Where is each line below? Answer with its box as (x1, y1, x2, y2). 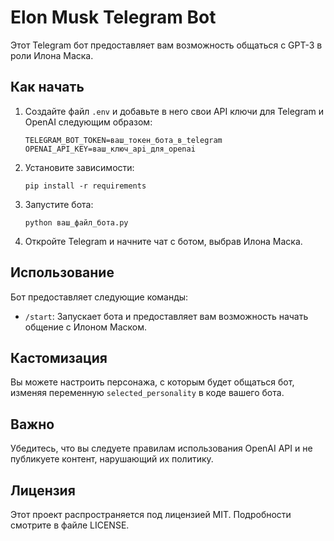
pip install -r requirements (24, 181, 147, 191)
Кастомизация (10, 349, 108, 366)
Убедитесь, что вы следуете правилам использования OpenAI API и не (10, 442, 313, 455)
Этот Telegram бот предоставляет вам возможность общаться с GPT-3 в (10, 39, 323, 51)
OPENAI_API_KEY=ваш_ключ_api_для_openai (24, 144, 196, 154)
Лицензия (10, 482, 76, 499)
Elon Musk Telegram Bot (10, 6, 217, 29)
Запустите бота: (24, 198, 94, 210)
